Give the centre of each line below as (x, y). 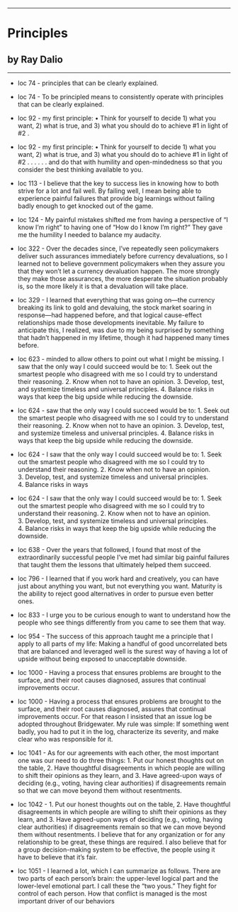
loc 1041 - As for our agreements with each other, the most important (118, 753)
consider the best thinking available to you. (80, 170)
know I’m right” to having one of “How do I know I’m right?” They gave (120, 227)
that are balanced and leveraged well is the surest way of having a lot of (123, 651)
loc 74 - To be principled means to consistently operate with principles (120, 97)
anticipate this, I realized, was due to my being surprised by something (121, 330)
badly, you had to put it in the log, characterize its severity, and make (118, 731)
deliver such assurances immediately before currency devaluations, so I (123, 256)
